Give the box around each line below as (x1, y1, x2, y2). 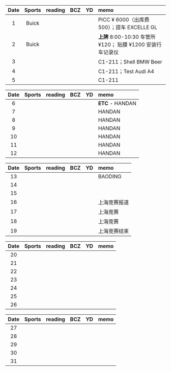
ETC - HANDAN (98, 100, 136, 107)
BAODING (98, 173, 122, 180)
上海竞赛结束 (98, 227, 129, 235)
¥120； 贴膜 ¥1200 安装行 (98, 41, 162, 48)
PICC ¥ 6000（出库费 (98, 16, 150, 23)
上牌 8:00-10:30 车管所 (98, 33, 156, 40)
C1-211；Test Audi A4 (98, 68, 154, 75)
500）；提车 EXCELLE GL (98, 24, 158, 31)
